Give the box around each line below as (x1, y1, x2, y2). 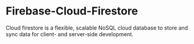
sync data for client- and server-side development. (5, 30, 134, 37)
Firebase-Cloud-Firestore (5, 4, 138, 18)
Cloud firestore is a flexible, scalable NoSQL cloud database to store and (5, 24, 189, 31)
